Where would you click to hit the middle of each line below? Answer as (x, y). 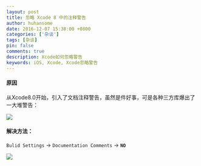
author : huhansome (29, 23)
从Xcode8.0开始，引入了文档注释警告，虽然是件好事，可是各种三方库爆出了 (101, 97)
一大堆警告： (22, 105)
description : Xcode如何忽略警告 (45, 57)
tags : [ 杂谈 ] (22, 40)
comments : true (26, 51)
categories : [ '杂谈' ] (33, 35)
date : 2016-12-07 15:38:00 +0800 (49, 29)
